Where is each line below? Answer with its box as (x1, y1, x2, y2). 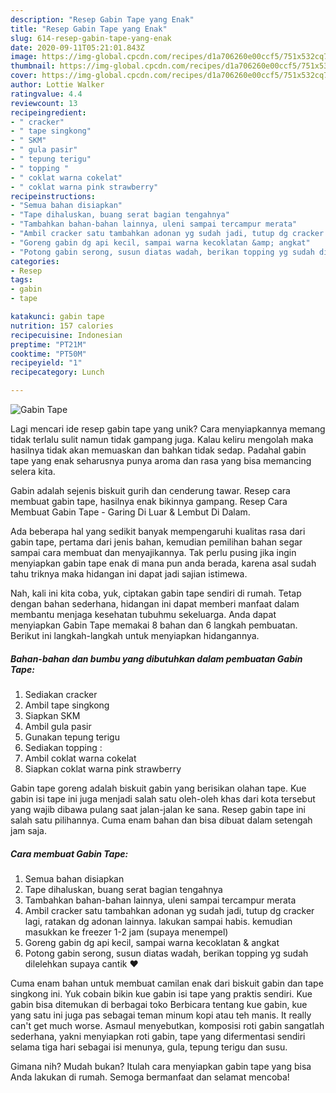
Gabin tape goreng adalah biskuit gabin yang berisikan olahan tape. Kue (10, 782, 307, 794)
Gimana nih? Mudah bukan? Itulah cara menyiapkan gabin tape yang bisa (10, 1060, 312, 1072)
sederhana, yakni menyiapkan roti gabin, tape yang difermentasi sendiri (10, 1030, 306, 1042)
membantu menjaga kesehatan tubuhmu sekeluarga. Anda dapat (10, 609, 277, 620)
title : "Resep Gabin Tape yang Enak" (10, 24, 168, 34)
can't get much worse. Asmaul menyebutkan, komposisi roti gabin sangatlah (10, 1019, 325, 1031)
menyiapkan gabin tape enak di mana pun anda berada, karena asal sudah (10, 557, 317, 569)
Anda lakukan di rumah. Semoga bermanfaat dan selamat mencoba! (10, 1071, 290, 1083)
